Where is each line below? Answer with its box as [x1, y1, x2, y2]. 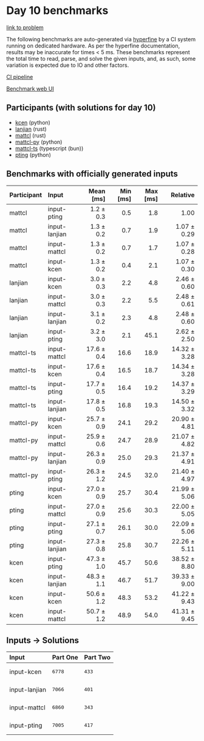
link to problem [6, 24, 44, 31]
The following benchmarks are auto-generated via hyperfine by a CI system [6, 35, 196, 43]
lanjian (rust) [15, 125, 47, 133]
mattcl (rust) [15, 131, 47, 139]
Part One [52, 653, 78, 662]
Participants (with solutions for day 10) [6, 103, 156, 113]
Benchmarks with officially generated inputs [6, 169, 178, 179]
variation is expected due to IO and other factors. [6, 61, 129, 69]
